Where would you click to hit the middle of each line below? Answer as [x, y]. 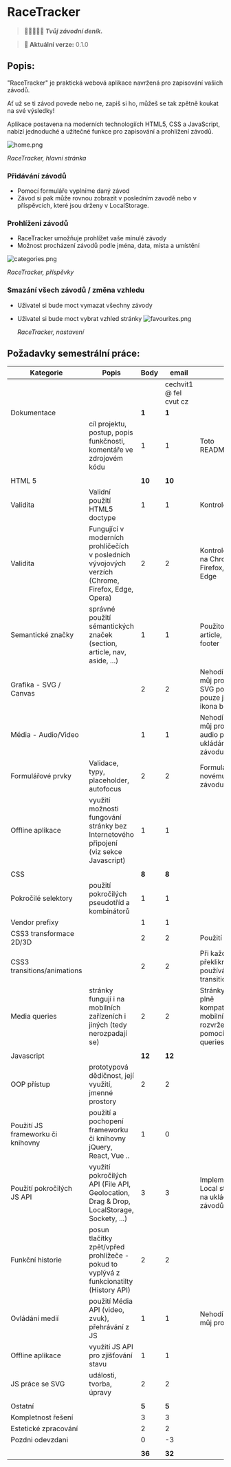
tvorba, [100, 1384]
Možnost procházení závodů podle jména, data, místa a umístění [108, 246]
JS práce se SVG [38, 1384]
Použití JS [27, 1125]
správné [102, 609]
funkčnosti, [107, 441]
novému [213, 776]
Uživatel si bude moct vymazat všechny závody [85, 305]
